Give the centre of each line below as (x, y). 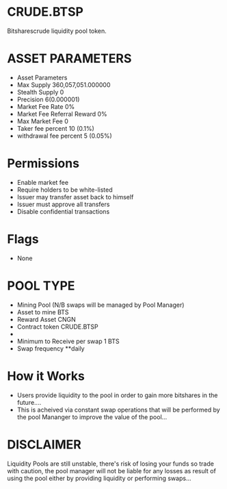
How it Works (46, 376)
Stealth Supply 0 (40, 92)
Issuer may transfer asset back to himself (75, 197)
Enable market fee (43, 182)
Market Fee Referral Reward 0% (62, 114)
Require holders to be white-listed (65, 190)
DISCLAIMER (44, 444)
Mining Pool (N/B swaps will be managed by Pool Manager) (101, 305)
